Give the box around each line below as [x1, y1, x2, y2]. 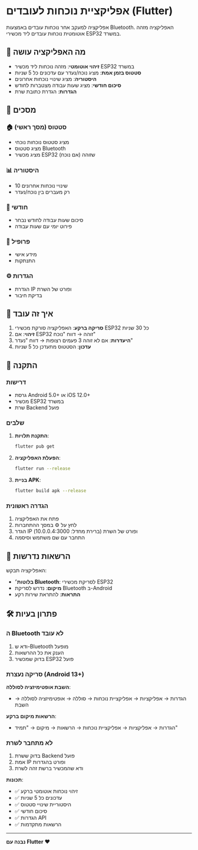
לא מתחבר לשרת [6, 739, 53, 747]
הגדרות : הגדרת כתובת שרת [14, 87, 77, 95]
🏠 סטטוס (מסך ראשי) [6, 123, 67, 131]
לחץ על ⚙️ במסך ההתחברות [14, 522, 77, 529]
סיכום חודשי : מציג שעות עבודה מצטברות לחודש [14, 82, 122, 89]
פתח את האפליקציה [14, 515, 59, 522]
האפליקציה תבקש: [6, 567, 47, 574]
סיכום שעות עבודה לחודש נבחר [14, 217, 84, 224]
